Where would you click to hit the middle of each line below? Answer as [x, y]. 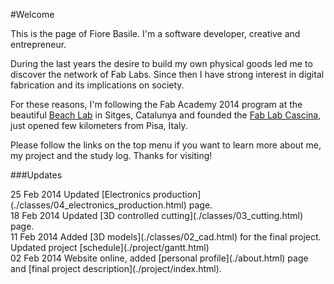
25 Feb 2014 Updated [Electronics [80, 194]
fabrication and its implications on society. [97, 85]
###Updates [36, 175]
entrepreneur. [38, 44]
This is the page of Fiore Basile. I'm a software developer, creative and [155, 33]
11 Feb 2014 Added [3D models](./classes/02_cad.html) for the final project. [166, 237]
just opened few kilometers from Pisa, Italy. [99, 125]
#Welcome [32, 14]
